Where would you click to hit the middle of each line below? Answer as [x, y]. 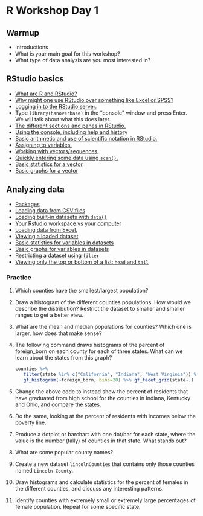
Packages [27, 204]
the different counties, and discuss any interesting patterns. [89, 488]
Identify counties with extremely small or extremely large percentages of [105, 500]
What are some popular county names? [64, 452]
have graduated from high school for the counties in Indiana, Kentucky [103, 398]
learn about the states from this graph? [63, 357]
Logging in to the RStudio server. [56, 106]
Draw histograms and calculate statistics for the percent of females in [101, 482]
